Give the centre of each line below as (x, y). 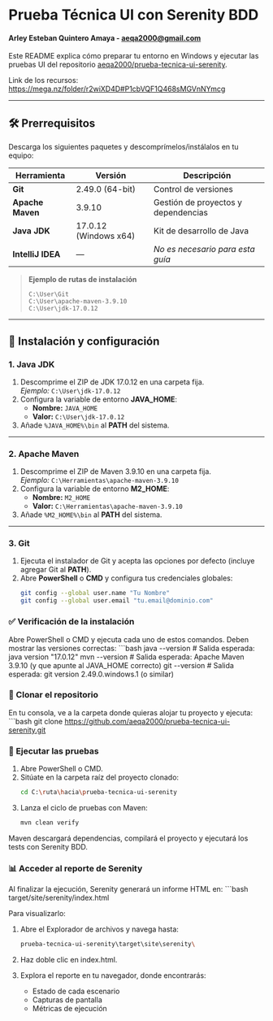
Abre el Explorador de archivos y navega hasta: (99, 929)
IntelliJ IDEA (37, 254)
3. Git (19, 544)
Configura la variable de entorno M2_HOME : (95, 489)
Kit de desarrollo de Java (201, 231)
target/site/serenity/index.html (59, 898)
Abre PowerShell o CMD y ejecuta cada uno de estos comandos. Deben (129, 639)
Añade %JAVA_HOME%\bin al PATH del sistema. (95, 425)
